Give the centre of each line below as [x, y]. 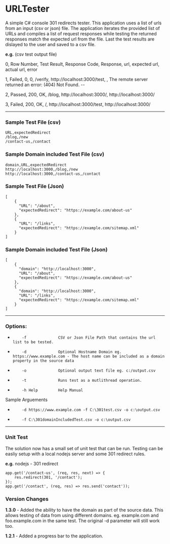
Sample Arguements [27, 400]
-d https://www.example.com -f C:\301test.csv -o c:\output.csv [91, 410]
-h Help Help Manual [53, 390]
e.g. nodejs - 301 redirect [32, 463]
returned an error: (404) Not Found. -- [45, 85]
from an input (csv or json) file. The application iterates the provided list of [83, 28]
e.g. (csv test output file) [31, 54]
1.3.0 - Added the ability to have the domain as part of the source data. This [84, 510]
